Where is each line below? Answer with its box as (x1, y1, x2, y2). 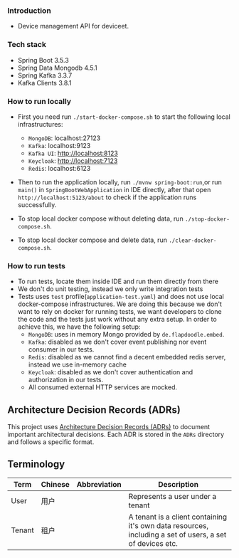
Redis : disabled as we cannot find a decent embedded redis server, (28, 353, 226, 362)
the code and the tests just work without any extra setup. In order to (17, 315, 217, 324)
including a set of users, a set (128, 530, 227, 539)
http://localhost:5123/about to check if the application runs (17, 193, 197, 201)
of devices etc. (128, 538, 178, 548)
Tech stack (7, 40, 46, 50)
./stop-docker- (184, 216, 230, 223)
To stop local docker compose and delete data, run (17, 236, 167, 244)
